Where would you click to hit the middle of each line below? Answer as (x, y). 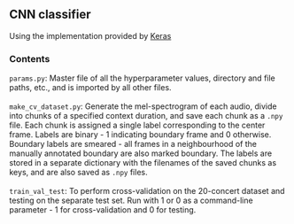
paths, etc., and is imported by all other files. (90, 88)
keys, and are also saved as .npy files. (78, 173)
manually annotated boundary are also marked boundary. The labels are (141, 153)
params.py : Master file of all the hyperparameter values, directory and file (143, 78)
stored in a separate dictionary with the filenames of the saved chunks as (143, 163)
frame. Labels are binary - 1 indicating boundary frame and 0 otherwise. (140, 135)
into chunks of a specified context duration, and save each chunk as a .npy (146, 116)
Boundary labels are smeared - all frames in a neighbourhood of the (133, 144)
